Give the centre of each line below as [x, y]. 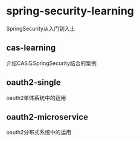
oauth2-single [34, 83]
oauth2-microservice [47, 117]
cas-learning [31, 48]
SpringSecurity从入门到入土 [41, 28]
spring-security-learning [70, 11]
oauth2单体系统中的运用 [36, 98]
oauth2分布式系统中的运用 [39, 132]
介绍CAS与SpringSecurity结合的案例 [51, 63]
